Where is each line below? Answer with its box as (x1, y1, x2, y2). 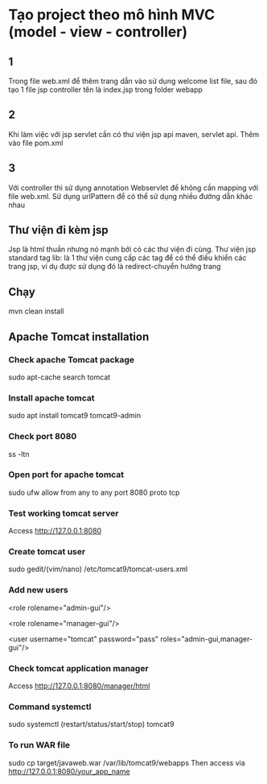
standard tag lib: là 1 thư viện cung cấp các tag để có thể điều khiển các (8, 253, 247, 263)
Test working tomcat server (8, 508, 119, 519)
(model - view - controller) (8, 23, 187, 41)
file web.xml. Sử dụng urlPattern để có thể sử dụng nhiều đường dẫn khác (8, 191, 253, 201)
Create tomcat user (8, 546, 86, 558)
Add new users (8, 584, 68, 595)
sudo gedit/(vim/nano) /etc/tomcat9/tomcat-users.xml (8, 564, 188, 574)
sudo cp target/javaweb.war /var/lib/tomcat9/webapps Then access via (8, 757, 245, 767)
